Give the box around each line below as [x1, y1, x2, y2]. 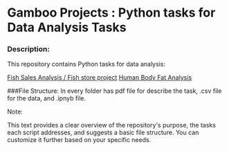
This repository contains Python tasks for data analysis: [7, 60, 166, 69]
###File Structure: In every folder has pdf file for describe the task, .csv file [7, 87, 222, 95]
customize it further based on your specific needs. [7, 136, 152, 144]
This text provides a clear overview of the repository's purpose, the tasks [7, 121, 217, 130]
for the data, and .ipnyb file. [7, 94, 86, 103]
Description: [7, 44, 50, 54]
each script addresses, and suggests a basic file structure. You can [7, 128, 199, 136]
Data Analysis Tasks [7, 19, 127, 35]
